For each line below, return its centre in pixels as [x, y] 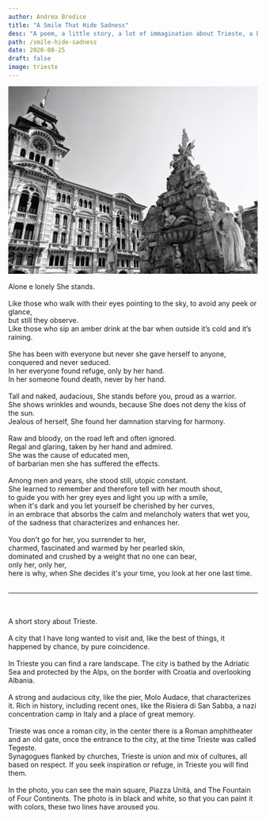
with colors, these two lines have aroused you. [84, 806]
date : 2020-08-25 [37, 50]
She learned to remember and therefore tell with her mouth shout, [116, 489]
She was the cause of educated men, [69, 455]
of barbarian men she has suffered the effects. [84, 463]
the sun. [21, 413]
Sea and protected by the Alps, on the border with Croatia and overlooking [130, 671]
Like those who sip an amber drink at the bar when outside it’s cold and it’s [130, 329]
